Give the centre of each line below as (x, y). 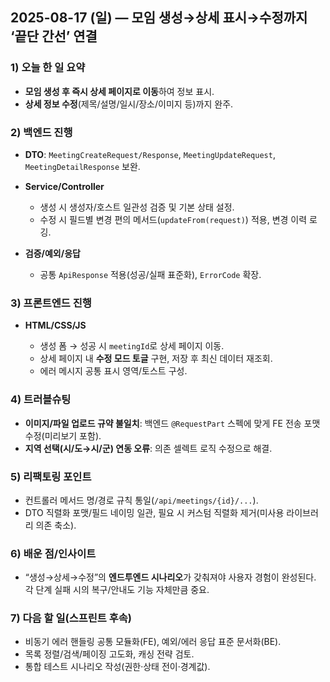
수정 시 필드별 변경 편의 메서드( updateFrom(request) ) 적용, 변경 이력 (173, 219)
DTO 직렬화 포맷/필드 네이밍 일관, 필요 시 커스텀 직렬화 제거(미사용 (154, 512)
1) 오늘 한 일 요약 (48, 68)
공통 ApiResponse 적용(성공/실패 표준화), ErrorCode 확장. (150, 274)
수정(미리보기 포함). (63, 435)
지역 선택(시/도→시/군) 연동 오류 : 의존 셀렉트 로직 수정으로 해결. (148, 448)
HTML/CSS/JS (55, 325)
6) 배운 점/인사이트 (53, 553)
